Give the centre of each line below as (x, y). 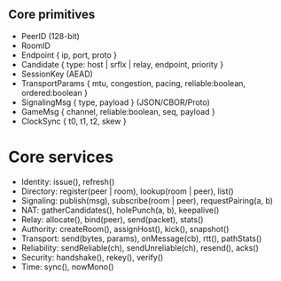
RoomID (35, 45)
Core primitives (52, 15)
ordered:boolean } (54, 92)
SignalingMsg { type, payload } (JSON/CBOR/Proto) (115, 102)
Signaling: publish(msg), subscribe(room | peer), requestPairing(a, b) (147, 200)
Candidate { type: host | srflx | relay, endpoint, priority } (122, 64)
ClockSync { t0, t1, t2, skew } (74, 121)
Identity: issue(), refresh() (68, 181)
